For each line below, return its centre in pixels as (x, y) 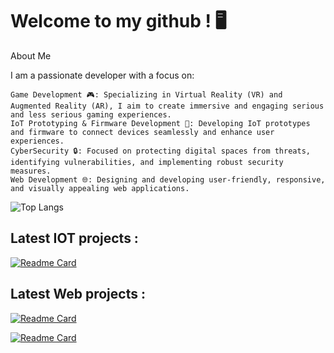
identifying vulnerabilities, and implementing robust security (147, 162)
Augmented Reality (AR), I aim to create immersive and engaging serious (167, 106)
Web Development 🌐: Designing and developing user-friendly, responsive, (168, 179)
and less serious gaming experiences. (91, 114)
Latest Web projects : (78, 294)
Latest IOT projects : (74, 238)
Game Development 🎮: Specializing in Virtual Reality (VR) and (146, 94)
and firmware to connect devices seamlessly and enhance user (142, 132)
